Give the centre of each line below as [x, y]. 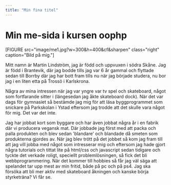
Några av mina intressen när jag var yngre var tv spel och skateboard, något [86, 91]
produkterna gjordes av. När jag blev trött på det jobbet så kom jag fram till [84, 139]
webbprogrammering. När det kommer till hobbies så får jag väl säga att [81, 160]
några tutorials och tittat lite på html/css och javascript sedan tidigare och [83, 150]
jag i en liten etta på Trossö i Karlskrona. [48, 81]
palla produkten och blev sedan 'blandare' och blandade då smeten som [81, 133]
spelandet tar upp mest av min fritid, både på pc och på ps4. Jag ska [78, 166]
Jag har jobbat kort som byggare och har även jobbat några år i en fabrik [82, 123]
